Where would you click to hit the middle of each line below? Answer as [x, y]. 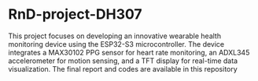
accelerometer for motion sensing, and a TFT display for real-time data [123, 61]
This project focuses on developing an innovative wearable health [115, 36]
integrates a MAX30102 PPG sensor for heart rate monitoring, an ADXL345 [129, 52]
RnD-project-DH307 [76, 14]
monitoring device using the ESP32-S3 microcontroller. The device [116, 44]
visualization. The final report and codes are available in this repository [123, 69]
